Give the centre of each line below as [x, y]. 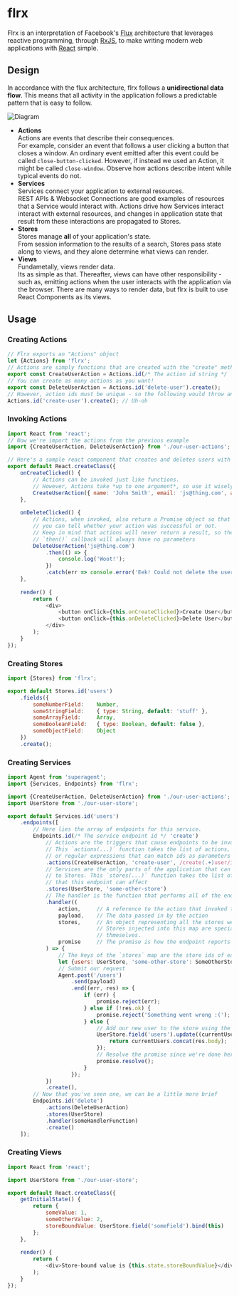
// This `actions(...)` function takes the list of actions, [138, 849]
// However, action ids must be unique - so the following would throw [116, 394]
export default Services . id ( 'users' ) [63, 816]
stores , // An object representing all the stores [141, 922]
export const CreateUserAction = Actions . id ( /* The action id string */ [117, 374]
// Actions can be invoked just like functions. [106, 479]
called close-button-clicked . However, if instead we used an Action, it [121, 160]
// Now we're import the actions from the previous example [99, 440]
